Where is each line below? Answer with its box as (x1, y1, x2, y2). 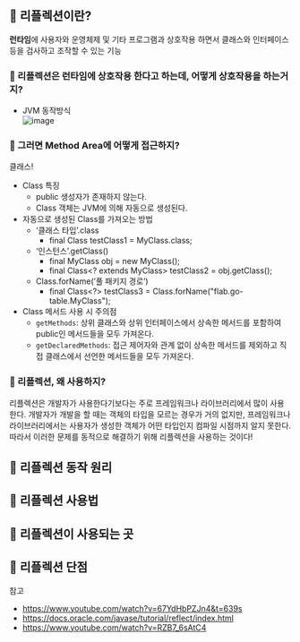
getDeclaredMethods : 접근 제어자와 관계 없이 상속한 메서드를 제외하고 (35, 339, 278, 351)
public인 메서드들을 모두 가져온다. (35, 329, 155, 339)
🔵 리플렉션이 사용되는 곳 (9, 526, 134, 542)
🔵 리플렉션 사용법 (9, 493, 99, 509)
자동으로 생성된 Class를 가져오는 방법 (21, 214, 154, 225)
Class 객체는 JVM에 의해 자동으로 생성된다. (35, 202, 188, 213)
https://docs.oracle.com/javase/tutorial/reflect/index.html (21, 612, 235, 623)
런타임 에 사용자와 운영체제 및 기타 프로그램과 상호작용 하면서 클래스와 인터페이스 (9, 34, 289, 45)
